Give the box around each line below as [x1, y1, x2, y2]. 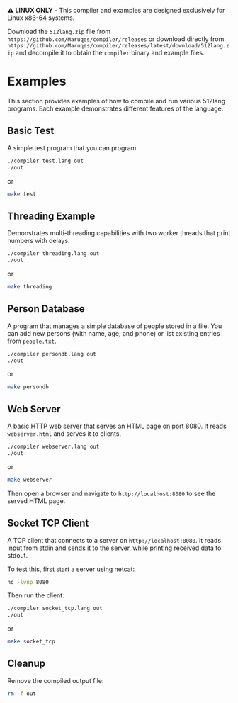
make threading [7, 283, 52, 290]
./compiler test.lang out [7, 157, 84, 164]
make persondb [7, 383, 50, 390]
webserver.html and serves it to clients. [7, 429, 122, 438]
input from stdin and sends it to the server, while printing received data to [7, 544, 222, 552]
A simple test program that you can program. [7, 143, 138, 152]
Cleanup [7, 658, 46, 670]
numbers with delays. [7, 237, 70, 245]
